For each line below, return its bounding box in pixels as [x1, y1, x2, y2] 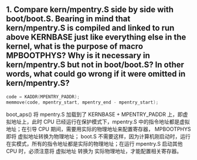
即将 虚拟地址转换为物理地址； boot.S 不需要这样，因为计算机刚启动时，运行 [6, 132, 191, 140]
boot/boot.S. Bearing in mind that [6, 14, 131, 24]
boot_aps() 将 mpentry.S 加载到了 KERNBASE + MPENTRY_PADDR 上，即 [6, 111, 183, 118]
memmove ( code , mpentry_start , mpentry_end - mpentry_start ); [6, 99, 159, 105]
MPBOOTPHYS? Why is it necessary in [6, 51, 151, 61]
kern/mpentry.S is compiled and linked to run [6, 23, 175, 33]
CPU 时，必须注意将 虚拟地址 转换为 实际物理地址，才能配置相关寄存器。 [6, 147, 182, 155]
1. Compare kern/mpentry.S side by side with [6, 5, 174, 15]
